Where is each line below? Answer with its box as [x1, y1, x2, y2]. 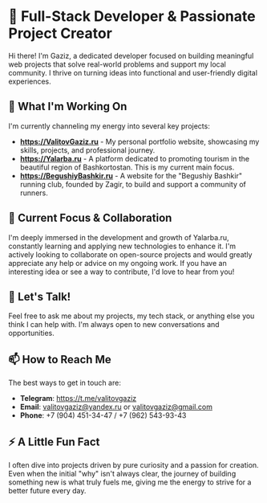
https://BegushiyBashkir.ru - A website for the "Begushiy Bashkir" [19, 170, 243, 180]
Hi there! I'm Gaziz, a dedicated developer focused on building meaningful [8, 51, 254, 60]
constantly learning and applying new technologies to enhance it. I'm [8, 241, 237, 251]
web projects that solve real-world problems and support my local [8, 59, 227, 69]
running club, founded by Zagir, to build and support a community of [19, 179, 247, 189]
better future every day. [8, 486, 87, 495]
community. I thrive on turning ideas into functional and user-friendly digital [8, 67, 258, 77]
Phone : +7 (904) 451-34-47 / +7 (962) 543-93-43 [19, 411, 187, 420]
